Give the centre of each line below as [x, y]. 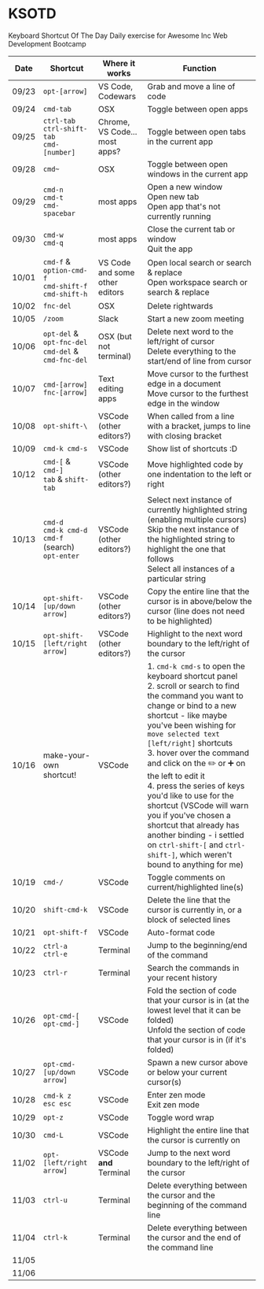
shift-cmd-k [65, 909]
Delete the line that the [189, 900]
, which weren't [204, 854]
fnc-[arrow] [65, 392]
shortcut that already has [193, 825]
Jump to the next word [189, 1153]
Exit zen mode [174, 1105]
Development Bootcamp [47, 43]
